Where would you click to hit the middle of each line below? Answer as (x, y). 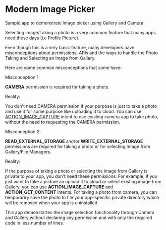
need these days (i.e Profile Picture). (42, 38)
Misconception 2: (23, 131)
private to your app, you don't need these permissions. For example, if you (81, 176)
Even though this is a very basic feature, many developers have (70, 47)
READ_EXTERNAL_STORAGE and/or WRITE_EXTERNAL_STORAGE (74, 141)
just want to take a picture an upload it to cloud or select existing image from (83, 181)
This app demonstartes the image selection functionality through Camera (80, 212)
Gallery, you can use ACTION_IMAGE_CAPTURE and (59, 187)
